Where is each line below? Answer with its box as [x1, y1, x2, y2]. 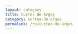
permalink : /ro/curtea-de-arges [5, 21, 73, 26]
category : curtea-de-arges [5, 16, 62, 21]
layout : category [5, 7, 42, 12]
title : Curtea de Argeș [5, 12, 55, 17]
